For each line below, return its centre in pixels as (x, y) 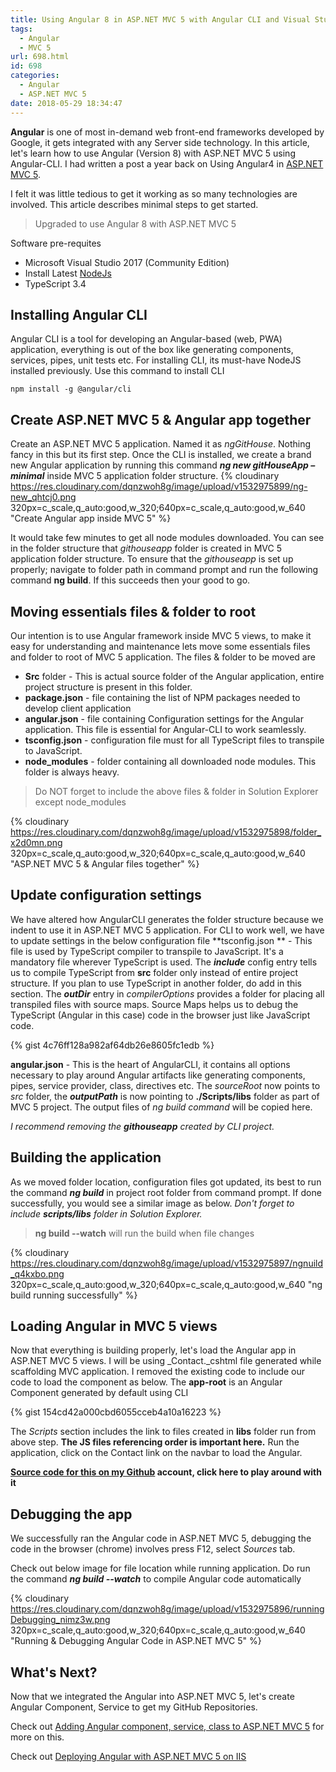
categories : (35, 76)
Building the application (86, 1157)
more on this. (37, 1737)
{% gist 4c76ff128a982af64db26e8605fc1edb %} (112, 1045)
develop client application (78, 708)
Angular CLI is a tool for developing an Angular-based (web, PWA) (146, 339)
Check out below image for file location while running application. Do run (160, 1568)
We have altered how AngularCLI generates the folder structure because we (167, 919)
